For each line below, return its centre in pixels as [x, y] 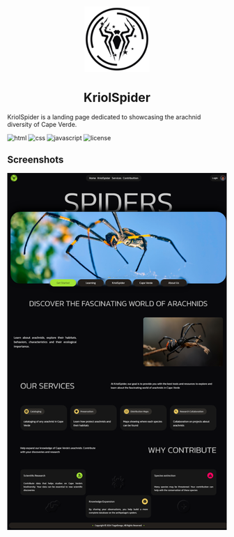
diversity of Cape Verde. [42, 124]
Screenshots [36, 160]
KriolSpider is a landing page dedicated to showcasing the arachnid [104, 116]
